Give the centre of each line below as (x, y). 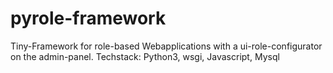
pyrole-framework (88, 18)
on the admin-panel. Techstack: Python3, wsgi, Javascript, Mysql (145, 56)
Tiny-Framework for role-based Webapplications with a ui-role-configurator (166, 46)
